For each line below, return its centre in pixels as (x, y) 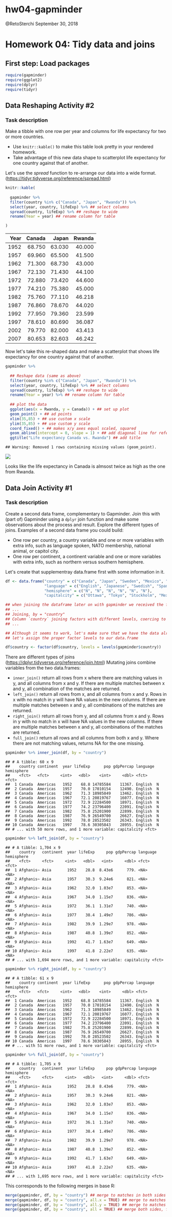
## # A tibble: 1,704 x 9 (33, 848)
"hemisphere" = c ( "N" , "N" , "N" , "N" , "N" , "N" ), (98, 591)
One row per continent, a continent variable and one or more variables (87, 556)
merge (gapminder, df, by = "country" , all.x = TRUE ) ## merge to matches (86, 1200)
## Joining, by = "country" (35, 615)
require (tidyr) (21, 89)
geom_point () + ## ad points (41, 414)
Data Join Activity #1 (39, 488)
